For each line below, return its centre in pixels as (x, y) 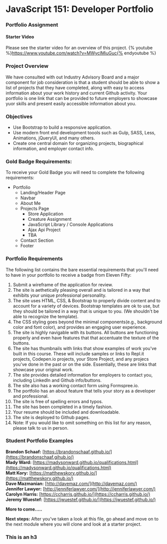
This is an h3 (21, 537)
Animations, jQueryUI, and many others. (54, 138)
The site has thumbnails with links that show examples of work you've (84, 348)
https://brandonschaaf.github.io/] (78, 452)
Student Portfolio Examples (40, 441)
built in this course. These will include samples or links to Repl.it (78, 354)
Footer (27, 246)
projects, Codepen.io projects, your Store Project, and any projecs (81, 359)
